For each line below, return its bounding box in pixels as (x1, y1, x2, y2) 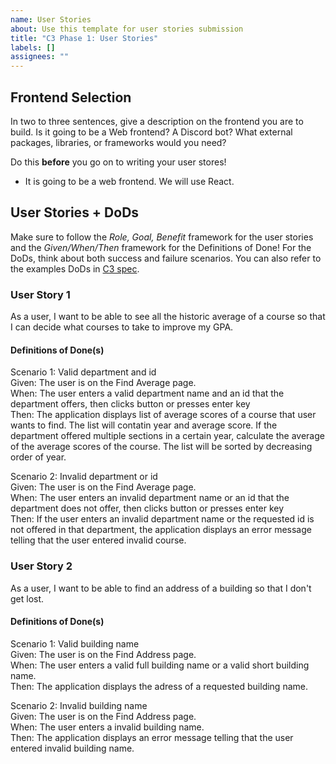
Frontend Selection (10, 89, 132, 106)
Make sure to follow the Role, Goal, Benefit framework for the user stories (10, 231, 314, 243)
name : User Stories (10, 14, 92, 25)
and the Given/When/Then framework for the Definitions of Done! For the (10, 241, 312, 253)
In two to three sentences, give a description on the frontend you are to (10, 115, 304, 127)
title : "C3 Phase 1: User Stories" (10, 33, 159, 43)
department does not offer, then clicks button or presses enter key (10, 502, 285, 515)
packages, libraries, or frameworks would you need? (10, 136, 227, 148)
